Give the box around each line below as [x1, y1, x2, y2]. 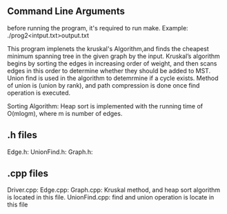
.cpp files [7, 168, 49, 179]
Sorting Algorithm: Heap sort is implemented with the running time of [7, 101, 204, 110]
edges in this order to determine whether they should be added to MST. [7, 66, 211, 75]
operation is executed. [7, 88, 71, 97]
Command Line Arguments [7, 6, 126, 17]
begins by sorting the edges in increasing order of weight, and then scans [7, 59, 217, 68]
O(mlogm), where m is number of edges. [7, 109, 123, 117]
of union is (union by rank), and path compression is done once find [7, 81, 200, 89]
